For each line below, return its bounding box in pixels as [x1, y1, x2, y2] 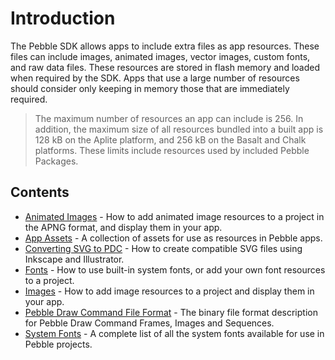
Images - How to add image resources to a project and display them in [24, 285, 315, 297]
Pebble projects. [24, 338, 93, 350]
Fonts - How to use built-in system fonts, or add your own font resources [24, 263, 326, 276]
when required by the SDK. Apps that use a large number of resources [10, 72, 300, 84]
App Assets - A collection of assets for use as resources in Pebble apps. [24, 232, 323, 244]
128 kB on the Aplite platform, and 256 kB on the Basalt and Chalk [34, 133, 307, 146]
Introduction [10, 7, 116, 30]
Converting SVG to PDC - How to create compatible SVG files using [24, 242, 303, 254]
